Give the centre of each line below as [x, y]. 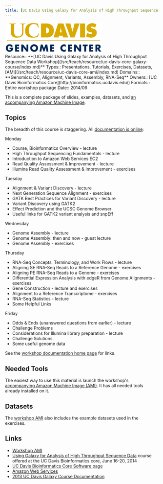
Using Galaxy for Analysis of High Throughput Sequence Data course [82, 456]
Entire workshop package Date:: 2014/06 [46, 88]
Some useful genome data [39, 344]
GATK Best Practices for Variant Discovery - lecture [64, 199]
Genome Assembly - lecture [41, 233]
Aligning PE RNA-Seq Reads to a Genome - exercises [66, 273]
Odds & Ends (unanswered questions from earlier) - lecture [71, 323]
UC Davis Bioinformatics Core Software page [57, 466]
